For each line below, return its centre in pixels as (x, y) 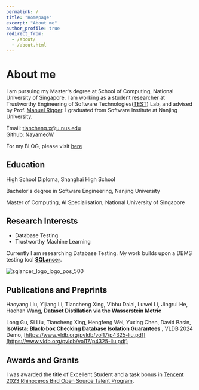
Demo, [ (16, 335)
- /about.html (29, 45)
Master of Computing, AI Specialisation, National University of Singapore (96, 202)
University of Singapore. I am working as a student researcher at (86, 97)
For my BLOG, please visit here (44, 146)
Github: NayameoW (30, 134)
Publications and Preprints (57, 290)
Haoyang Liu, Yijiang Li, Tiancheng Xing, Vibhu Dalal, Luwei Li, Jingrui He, (97, 305)
